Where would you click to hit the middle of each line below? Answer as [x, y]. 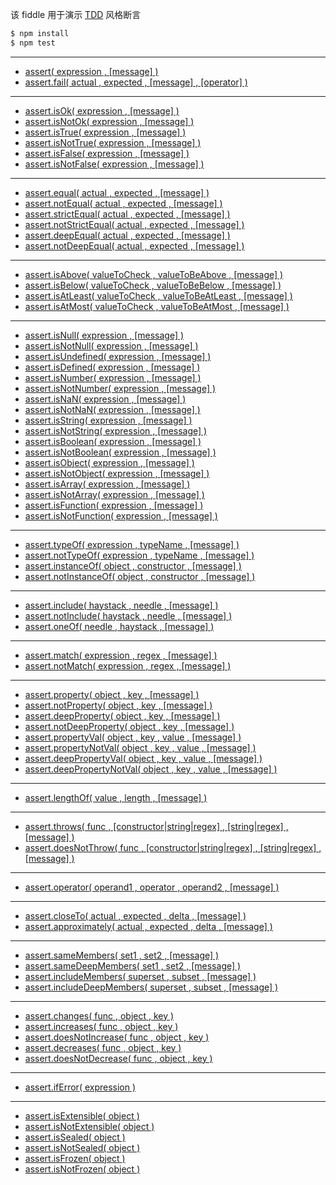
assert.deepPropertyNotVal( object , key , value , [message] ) [151, 769]
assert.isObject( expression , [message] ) [109, 462]
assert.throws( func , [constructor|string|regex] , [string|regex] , [156, 826]
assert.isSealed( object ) [75, 1137]
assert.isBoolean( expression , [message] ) [113, 441]
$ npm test [33, 43]
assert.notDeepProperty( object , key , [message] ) [129, 726]
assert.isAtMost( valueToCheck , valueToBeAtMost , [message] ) [157, 306]
